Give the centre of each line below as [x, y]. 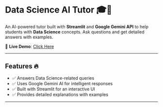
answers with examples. [29, 37]
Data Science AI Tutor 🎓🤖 [59, 10]
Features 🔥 [22, 66]
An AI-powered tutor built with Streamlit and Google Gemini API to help [77, 27]
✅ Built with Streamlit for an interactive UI [54, 89]
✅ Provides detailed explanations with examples [60, 94]
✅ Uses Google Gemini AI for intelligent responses [62, 83]
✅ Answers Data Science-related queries [53, 78]
